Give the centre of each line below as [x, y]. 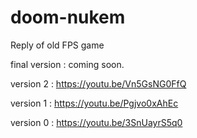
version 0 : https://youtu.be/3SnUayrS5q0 [96, 122]
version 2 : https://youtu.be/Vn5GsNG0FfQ [98, 83]
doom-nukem [68, 17]
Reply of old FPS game [57, 45]
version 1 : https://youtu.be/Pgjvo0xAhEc [94, 103]
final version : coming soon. [67, 64]
